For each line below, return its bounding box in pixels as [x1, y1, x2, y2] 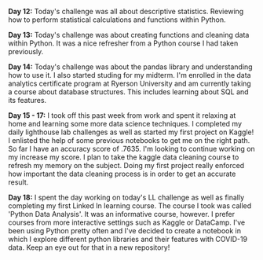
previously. [8, 47, 44, 56]
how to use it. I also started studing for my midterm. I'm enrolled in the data [8, 71, 251, 79]
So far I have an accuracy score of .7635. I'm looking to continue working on [8, 145, 255, 153]
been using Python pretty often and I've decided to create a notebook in [8, 226, 242, 235]
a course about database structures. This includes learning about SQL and [8, 87, 249, 97]
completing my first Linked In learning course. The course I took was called [8, 201, 252, 211]
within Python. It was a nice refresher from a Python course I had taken [8, 38, 239, 48]
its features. [8, 96, 47, 104]
